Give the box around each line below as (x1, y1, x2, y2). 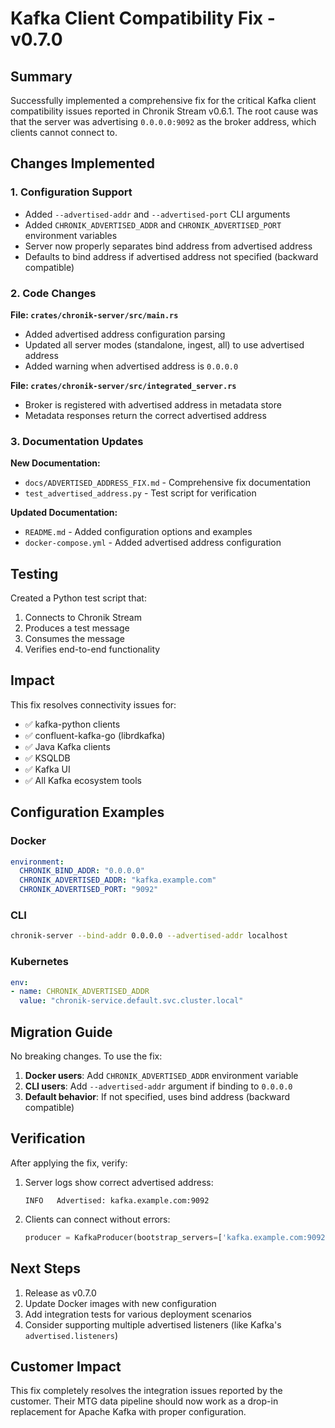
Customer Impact (10, 1358, 122, 1375)
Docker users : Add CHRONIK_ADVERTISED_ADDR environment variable (24, 1070, 299, 1081)
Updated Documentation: (10, 507, 118, 519)
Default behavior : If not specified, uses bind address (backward (24, 1091, 291, 1102)
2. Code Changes (10, 286, 97, 300)
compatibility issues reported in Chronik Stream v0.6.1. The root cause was (10, 105, 319, 117)
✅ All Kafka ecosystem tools (24, 774, 142, 786)
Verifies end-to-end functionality (24, 643, 161, 656)
